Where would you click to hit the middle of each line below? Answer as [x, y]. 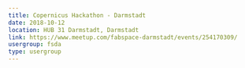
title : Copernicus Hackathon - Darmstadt [77, 15]
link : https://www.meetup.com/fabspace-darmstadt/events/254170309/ [123, 37]
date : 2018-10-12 [37, 23]
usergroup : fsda [35, 45]
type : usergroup [35, 52]
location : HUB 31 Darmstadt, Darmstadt [74, 30]
